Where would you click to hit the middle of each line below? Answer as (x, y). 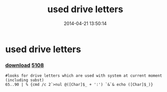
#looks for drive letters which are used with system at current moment (84, 76)
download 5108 (25, 65)
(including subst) (25, 80)
